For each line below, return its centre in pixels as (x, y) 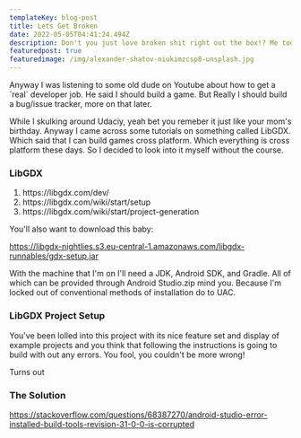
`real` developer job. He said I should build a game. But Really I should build (148, 94)
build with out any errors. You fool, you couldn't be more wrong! (127, 355)
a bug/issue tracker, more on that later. (81, 104)
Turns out (27, 372)
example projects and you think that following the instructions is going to (143, 345)
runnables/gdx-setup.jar (54, 256)
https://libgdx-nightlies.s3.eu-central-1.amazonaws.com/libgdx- (127, 247)
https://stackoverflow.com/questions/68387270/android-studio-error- (139, 415)
